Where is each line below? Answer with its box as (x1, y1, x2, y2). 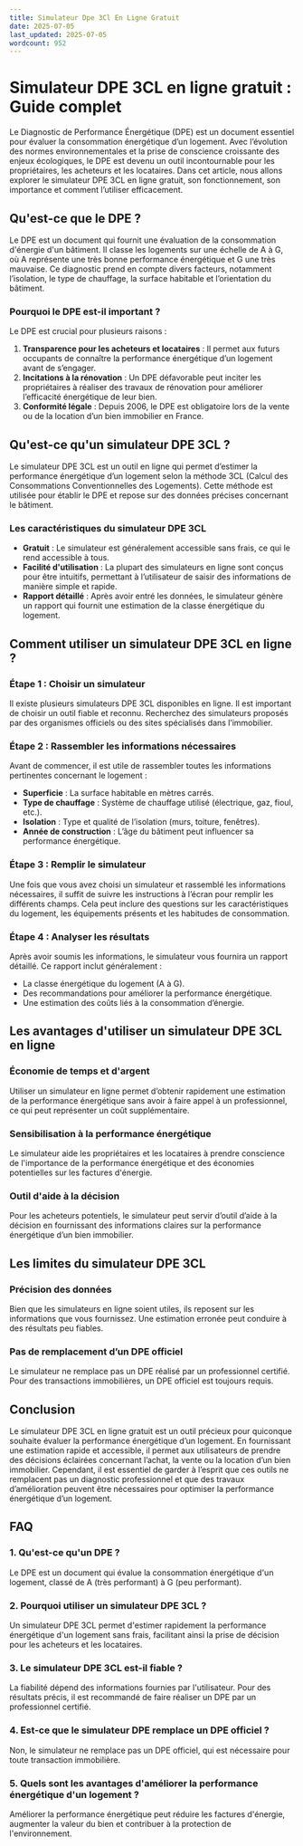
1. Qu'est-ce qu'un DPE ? (9, 1546, 120, 1559)
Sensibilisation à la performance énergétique (9, 1127, 212, 1140)
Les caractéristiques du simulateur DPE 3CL (9, 522, 206, 535)
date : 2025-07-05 (9, 22, 75, 31)
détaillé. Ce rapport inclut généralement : (9, 961, 163, 971)
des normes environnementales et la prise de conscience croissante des (9, 146, 280, 157)
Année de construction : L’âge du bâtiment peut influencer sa (22, 826, 254, 837)
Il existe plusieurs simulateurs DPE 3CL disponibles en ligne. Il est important (9, 698, 292, 709)
